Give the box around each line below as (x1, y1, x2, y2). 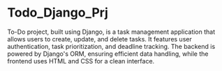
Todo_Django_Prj (7, 5, 108, 21)
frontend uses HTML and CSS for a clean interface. (7, 57, 155, 65)
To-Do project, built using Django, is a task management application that (7, 28, 216, 36)
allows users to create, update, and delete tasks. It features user (7, 34, 192, 43)
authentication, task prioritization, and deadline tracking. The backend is (7, 42, 216, 50)
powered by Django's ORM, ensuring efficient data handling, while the (7, 50, 209, 58)
